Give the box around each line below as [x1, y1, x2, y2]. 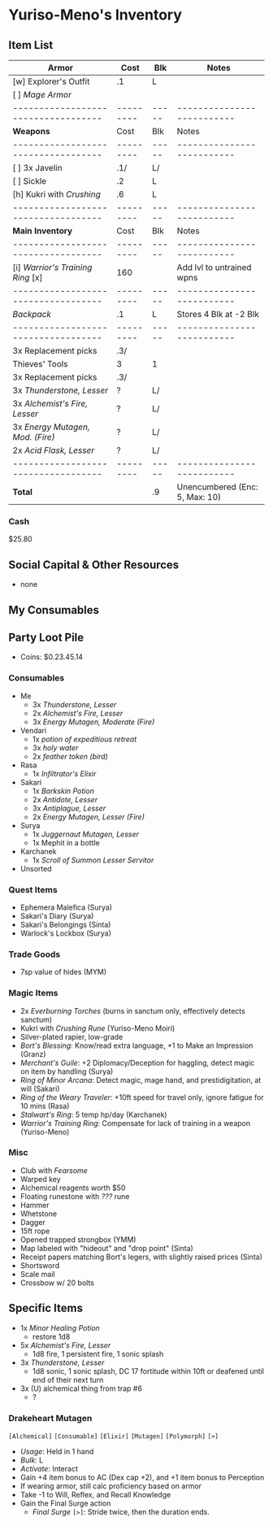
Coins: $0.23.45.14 [19, 652, 84, 662]
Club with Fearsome [19, 1165, 88, 1175]
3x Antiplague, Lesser [32, 803, 106, 813]
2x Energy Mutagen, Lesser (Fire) [32, 811, 145, 822]
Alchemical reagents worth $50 [19, 1183, 126, 1193]
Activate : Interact [19, 1463, 79, 1473]
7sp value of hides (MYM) [19, 967, 107, 977]
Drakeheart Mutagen [8, 1412, 93, 1423]
